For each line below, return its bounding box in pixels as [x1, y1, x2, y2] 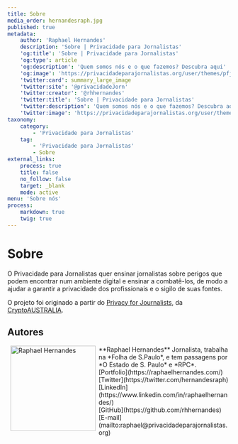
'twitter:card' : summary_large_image [20, 76, 132, 84]
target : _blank [20, 182, 65, 189]
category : [20, 122, 50, 130]
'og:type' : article [20, 57, 78, 64]
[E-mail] [98, 413, 122, 421]
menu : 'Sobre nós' [7, 195, 62, 202]
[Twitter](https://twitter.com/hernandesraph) [98, 375, 229, 384]
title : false [20, 168, 59, 176]
